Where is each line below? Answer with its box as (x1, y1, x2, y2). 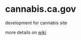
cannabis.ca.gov (5, 3, 76, 15)
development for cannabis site (5, 20, 68, 26)
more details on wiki (5, 29, 46, 35)
